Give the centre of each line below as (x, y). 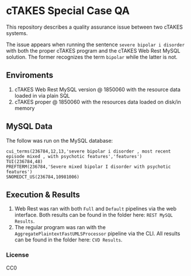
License (18, 255)
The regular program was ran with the (60, 227)
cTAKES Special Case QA (68, 11)
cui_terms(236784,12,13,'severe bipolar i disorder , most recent (88, 151)
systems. (17, 33)
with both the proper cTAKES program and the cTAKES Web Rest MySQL (93, 50)
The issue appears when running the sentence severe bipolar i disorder (95, 44)
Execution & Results (43, 194)
